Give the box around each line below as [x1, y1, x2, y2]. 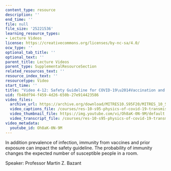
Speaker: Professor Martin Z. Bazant [5, 160, 81, 166]
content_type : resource [5, 7, 56, 13]
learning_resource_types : [5, 31, 60, 36]
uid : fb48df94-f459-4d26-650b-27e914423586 [5, 92, 99, 97]
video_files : [5, 97, 33, 102]
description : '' [5, 12, 40, 17]
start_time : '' [5, 83, 38, 88]
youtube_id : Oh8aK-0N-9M [10, 125, 63, 130]
